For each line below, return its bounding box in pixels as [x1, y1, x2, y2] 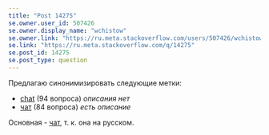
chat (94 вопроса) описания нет [19, 93, 130, 103]
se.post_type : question [8, 57, 88, 65]
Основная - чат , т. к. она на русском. [8, 117, 134, 127]
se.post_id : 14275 [8, 49, 70, 57]
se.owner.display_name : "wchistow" [8, 26, 127, 34]
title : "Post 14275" [8, 11, 78, 20]
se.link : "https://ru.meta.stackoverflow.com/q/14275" [8, 42, 195, 50]
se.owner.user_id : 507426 [8, 19, 94, 27]
